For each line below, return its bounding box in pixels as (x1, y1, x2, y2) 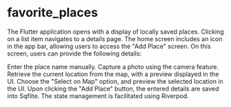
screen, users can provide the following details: (7, 49, 142, 58)
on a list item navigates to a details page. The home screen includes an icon (7, 34, 223, 43)
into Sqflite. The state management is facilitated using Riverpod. (7, 91, 190, 100)
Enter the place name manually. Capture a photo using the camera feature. (7, 62, 219, 71)
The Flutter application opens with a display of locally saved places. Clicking (7, 27, 224, 36)
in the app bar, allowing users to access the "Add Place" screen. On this (7, 42, 212, 50)
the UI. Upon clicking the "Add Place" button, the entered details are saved (7, 84, 219, 93)
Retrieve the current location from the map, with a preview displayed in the (7, 70, 219, 78)
